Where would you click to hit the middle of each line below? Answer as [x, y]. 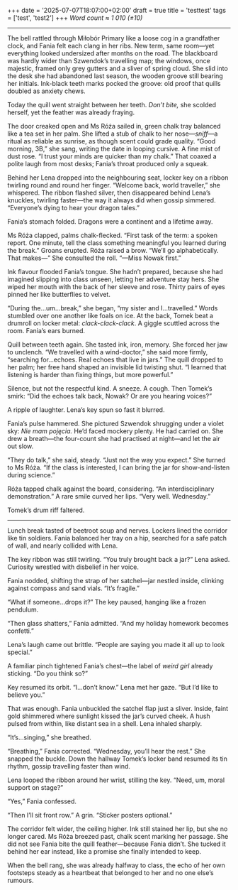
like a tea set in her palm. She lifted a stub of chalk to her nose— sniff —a [113, 134]
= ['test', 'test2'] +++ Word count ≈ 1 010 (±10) [75, 18]
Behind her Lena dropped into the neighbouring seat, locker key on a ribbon [118, 178]
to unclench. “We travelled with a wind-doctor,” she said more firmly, [108, 352]
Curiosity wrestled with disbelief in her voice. [73, 567]
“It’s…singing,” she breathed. [50, 737]
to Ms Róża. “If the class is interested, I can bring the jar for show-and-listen [119, 467]
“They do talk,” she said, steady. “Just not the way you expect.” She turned [117, 460]
